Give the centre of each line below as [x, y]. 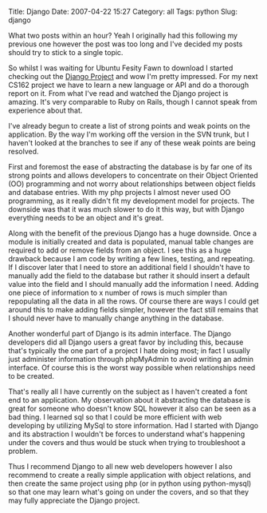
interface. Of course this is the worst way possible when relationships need [132, 368]
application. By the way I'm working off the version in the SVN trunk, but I [129, 134]
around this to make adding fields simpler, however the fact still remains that [133, 310]
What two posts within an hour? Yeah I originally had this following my [123, 36]
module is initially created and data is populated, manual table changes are [131, 242]
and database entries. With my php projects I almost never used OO [120, 192]
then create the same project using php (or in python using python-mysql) [130, 483]
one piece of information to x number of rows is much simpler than [118, 292]
